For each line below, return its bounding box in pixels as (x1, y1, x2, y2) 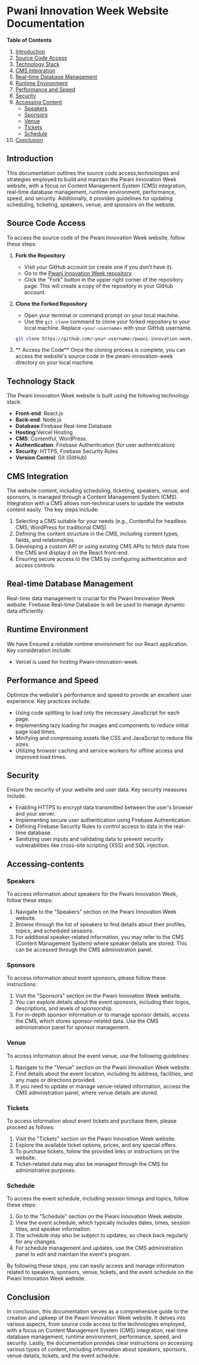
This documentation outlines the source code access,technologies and (7, 169, 180, 176)
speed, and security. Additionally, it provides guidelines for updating (7, 194, 173, 201)
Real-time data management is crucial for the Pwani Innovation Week (7, 594, 175, 601)
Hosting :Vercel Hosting (15, 429, 73, 436)
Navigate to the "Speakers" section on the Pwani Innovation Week (15, 908, 177, 915)
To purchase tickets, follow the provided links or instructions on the (15, 1148, 179, 1155)
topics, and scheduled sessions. (15, 927, 94, 934)
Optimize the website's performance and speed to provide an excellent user (7, 691, 192, 698)
